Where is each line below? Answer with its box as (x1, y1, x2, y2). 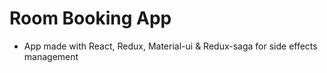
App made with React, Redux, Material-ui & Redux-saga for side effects (23, 40, 318, 52)
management (23, 50, 79, 62)
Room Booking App (9, 7, 172, 30)
